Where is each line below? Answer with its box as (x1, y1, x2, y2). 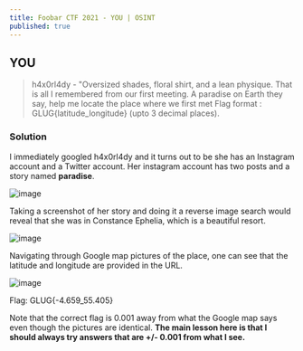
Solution (9, 130, 48, 143)
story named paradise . (9, 170, 95, 181)
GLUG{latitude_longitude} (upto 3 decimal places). (31, 108, 220, 119)
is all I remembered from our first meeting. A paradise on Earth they (31, 89, 283, 100)
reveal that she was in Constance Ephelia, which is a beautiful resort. (9, 214, 267, 226)
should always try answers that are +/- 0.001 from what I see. (9, 331, 246, 342)
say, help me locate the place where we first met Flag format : (31, 99, 262, 109)
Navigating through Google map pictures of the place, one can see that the (9, 250, 289, 261)
